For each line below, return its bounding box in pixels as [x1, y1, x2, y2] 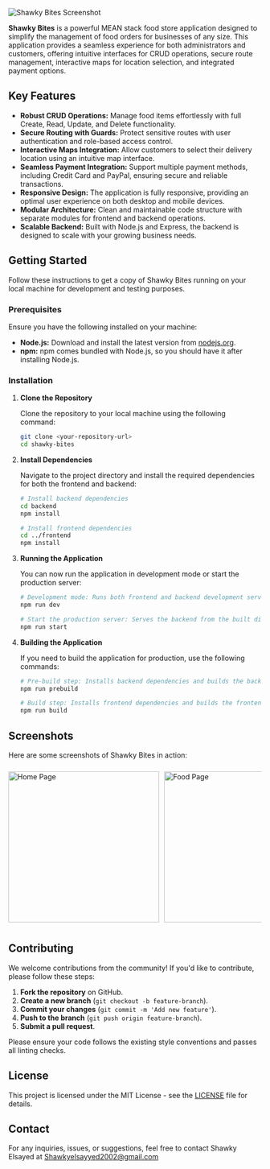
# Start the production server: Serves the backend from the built [19, 615, 251, 623]
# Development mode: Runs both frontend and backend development [19, 593, 243, 601]
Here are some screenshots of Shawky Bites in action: [8, 750, 187, 760]
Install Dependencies [19, 455, 92, 465]
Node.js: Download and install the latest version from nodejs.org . [19, 337, 236, 347]
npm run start [19, 622, 67, 631]
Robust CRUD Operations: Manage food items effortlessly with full [19, 110, 242, 120]
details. [8, 1099, 33, 1109]
